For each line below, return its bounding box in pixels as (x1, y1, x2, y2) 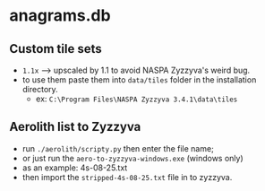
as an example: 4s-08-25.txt (21, 162, 128, 173)
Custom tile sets (9, 41, 102, 56)
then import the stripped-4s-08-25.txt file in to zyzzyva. (21, 171, 233, 182)
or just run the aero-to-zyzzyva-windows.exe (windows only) (21, 152, 244, 163)
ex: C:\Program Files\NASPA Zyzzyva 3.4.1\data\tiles (35, 93, 238, 104)
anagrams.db (9, 5, 111, 26)
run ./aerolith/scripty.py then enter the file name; (21, 143, 215, 153)
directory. (21, 84, 58, 94)
